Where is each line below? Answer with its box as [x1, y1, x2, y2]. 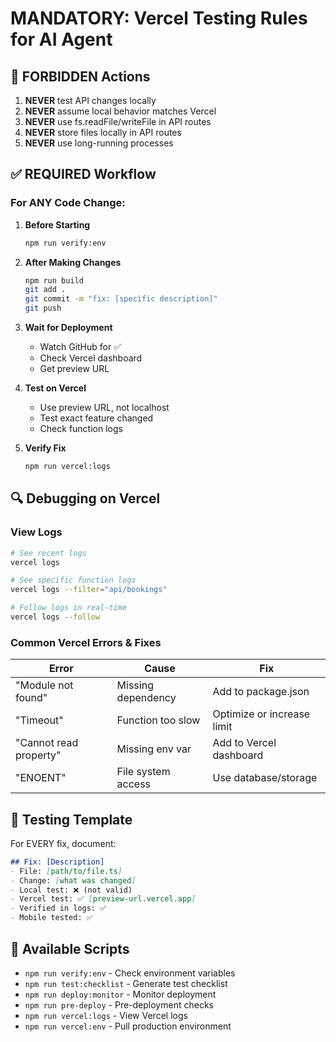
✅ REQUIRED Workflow [10, 166, 157, 183]
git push [24, 303, 62, 314]
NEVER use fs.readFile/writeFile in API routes [24, 116, 212, 127]
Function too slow [116, 713, 201, 727]
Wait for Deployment [24, 322, 113, 334]
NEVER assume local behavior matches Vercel [24, 105, 217, 117]
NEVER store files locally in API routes [24, 127, 182, 138]
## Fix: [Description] [10, 857, 105, 867]
